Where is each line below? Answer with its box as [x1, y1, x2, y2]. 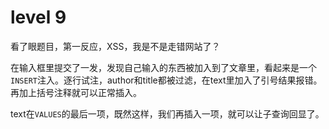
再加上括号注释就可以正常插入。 [10, 86, 142, 98]
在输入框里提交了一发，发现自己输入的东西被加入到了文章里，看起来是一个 [10, 61, 317, 73]
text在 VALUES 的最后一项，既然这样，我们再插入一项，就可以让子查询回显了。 [10, 107, 325, 120]
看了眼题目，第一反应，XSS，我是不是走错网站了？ [10, 40, 221, 52]
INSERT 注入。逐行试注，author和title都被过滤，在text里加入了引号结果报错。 [10, 74, 323, 86]
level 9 [10, 6, 67, 29]
